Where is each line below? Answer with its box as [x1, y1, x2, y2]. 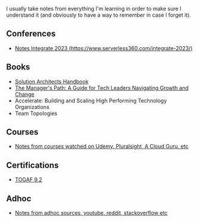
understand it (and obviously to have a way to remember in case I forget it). [6, 11, 191, 19]
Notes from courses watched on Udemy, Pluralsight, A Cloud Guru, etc [14, 143, 189, 150]
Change [14, 90, 35, 98]
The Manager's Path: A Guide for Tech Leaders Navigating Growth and [14, 84, 189, 92]
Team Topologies [14, 110, 58, 117]
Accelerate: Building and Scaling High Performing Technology [14, 97, 167, 104]
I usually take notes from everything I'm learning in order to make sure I [6, 5, 182, 12]
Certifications [6, 160, 59, 170]
